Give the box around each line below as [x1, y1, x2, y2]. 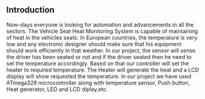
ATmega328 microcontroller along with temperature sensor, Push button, [6, 79, 190, 86]
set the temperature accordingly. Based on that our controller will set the [6, 60, 189, 67]
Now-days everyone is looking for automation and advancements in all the [6, 21, 194, 28]
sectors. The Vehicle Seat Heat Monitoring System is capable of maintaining [6, 27, 198, 35]
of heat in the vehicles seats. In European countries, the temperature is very [6, 33, 198, 41]
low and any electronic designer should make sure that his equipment [6, 40, 182, 47]
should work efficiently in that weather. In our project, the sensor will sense [6, 47, 196, 54]
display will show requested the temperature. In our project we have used [6, 72, 192, 80]
